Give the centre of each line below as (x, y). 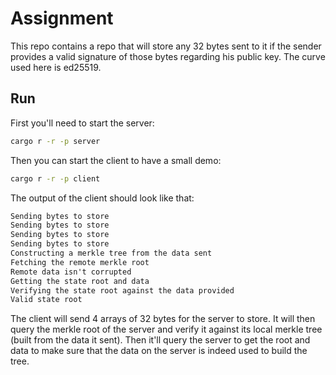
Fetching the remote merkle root (80, 262)
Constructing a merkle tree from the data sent (111, 253)
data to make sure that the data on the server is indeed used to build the (159, 351)
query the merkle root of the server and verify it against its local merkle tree (166, 329)
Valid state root (46, 300)
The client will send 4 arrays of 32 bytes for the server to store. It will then (163, 319)
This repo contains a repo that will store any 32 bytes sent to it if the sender (166, 46)
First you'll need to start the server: (82, 123)
